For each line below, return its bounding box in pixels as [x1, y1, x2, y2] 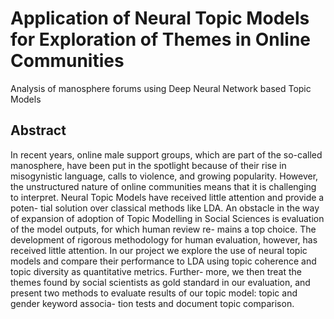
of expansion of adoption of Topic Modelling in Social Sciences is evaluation [10, 212, 325, 224]
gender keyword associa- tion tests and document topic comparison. [10, 297, 295, 309]
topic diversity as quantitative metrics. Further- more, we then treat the [10, 265, 302, 277]
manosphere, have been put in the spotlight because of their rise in [10, 159, 287, 171]
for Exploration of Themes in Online [10, 28, 311, 51]
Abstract [10, 122, 67, 139]
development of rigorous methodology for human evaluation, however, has [10, 233, 318, 246]
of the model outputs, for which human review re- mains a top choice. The [10, 223, 317, 235]
